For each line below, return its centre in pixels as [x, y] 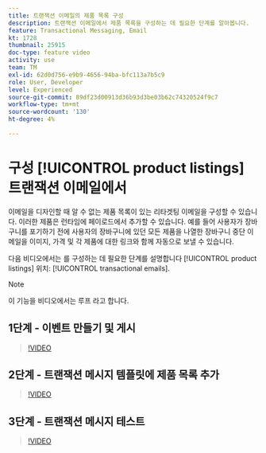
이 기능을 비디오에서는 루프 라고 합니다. [69, 300]
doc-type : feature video [49, 53]
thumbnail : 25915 [37, 45]
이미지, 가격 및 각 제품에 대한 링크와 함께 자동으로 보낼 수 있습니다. [131, 241]
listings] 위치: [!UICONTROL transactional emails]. [89, 268]
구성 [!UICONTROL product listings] [126, 168]
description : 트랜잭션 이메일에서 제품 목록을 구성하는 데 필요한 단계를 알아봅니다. [129, 23]
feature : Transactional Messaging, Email [78, 30]
